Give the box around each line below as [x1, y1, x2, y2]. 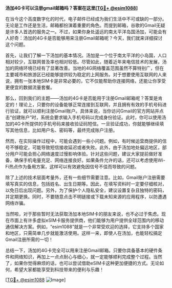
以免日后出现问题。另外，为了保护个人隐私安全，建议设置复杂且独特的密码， [5, 187, 167, 193]
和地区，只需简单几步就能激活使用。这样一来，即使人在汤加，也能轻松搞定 [5, 230, 162, 236]
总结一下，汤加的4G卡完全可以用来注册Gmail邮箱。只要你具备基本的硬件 [5, 248, 158, 253]
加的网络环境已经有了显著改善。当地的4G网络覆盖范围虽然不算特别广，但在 [5, 65, 164, 71]
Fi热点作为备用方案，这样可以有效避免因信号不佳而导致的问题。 [5, 164, 139, 169]
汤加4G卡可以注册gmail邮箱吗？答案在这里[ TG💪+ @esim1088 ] [5, 5, 138, 11]
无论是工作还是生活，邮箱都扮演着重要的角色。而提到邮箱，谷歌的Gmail [5, 23, 157, 28]
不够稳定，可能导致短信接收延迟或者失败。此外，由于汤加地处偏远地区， [9, 144, 162, 150]
